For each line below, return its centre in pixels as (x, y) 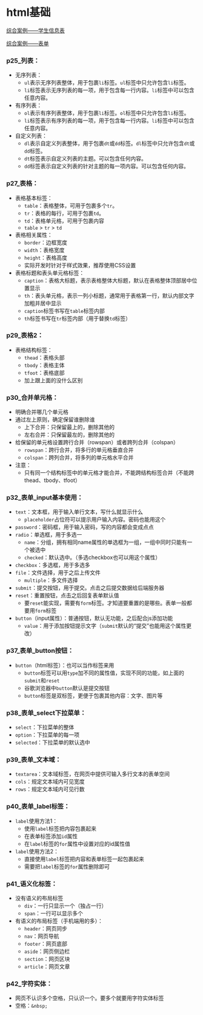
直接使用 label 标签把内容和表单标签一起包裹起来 (84, 859)
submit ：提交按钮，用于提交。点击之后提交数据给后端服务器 (90, 588)
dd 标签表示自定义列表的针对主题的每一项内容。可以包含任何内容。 (106, 166)
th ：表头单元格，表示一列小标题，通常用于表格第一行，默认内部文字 (109, 295)
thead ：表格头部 (44, 357)
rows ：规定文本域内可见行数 (50, 789)
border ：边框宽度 (46, 242)
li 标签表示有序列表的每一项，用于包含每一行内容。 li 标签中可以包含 (109, 121)
